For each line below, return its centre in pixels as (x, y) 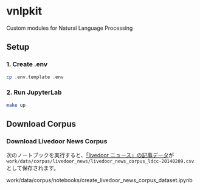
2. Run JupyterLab (34, 92)
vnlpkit (24, 11)
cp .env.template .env (35, 77)
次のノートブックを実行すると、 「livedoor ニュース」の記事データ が (90, 155)
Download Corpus (41, 124)
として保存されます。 (33, 168)
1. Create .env (27, 64)
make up (16, 105)
